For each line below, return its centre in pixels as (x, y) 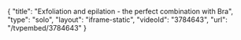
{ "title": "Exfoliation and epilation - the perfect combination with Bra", (120, 11)
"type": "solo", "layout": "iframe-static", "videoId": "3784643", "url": (117, 20)
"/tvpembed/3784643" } (47, 28)
